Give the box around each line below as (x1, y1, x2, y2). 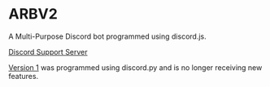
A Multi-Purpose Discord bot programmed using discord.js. (8, 31, 207, 41)
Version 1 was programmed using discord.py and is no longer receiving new (8, 62, 263, 72)
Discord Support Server (8, 47, 88, 56)
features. (8, 71, 39, 81)
